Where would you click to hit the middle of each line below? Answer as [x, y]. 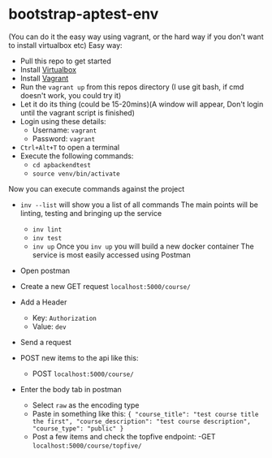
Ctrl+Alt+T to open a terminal [70, 147]
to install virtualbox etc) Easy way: [66, 45]
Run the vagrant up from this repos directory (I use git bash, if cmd [132, 87]
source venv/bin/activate [76, 174]
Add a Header [43, 302]
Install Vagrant [44, 78]
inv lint [47, 229]
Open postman [45, 270]
